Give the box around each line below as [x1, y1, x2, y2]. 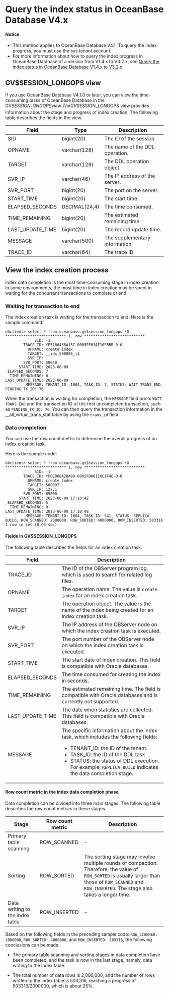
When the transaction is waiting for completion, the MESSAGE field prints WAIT [5, 395, 162, 402]
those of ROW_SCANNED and [83, 878, 144, 885]
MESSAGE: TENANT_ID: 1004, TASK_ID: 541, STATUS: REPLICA [25, 513, 150, 518]
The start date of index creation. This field [61, 656, 161, 663]
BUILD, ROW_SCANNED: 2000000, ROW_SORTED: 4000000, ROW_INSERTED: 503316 [5, 518, 163, 523]
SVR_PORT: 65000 [23, 491, 57, 497]
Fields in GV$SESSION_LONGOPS [5, 533, 77, 539]
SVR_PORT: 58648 [23, 360, 57, 365]
